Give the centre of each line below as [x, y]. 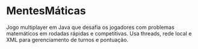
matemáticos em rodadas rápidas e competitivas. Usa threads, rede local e [99, 33]
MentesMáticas [46, 11]
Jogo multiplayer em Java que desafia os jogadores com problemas [90, 27]
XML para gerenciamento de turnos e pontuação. [67, 40]
